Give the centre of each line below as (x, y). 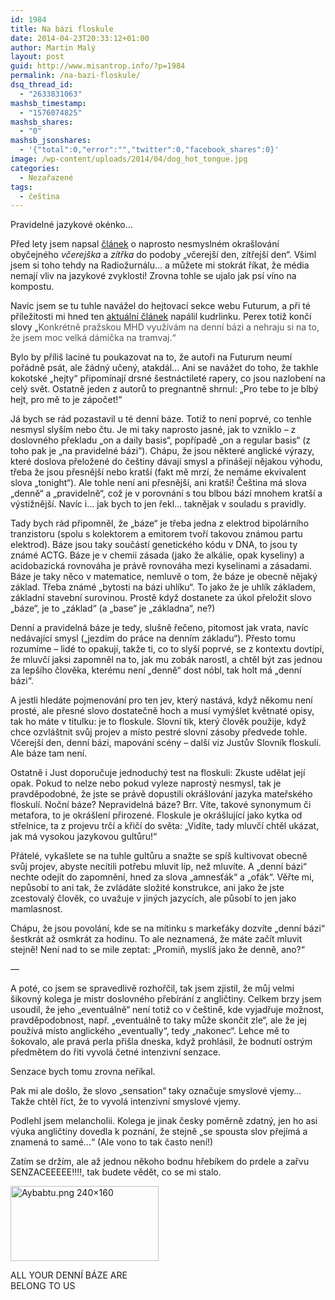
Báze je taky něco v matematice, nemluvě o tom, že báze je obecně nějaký (164, 577)
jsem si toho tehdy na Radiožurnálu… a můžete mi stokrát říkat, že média (160, 265)
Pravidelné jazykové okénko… (71, 225)
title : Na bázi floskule (62, 29)
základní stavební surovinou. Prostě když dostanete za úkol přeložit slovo (161, 598)
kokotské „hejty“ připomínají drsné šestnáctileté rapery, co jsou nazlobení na (168, 378)
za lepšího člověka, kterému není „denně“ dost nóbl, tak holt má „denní (156, 670)
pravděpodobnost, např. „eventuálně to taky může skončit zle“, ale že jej (158, 1020)
